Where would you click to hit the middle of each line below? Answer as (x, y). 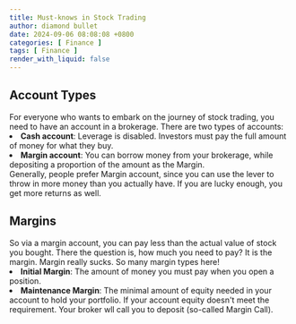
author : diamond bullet (54, 26)
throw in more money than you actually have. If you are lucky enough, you (146, 183)
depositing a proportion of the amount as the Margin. (107, 164)
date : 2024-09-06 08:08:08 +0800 (72, 34)
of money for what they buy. (61, 145)
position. (26, 281)
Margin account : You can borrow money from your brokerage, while (147, 155)
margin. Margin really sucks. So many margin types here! (114, 261)
